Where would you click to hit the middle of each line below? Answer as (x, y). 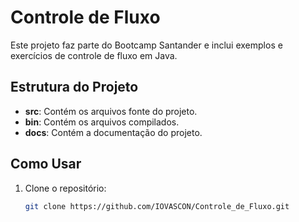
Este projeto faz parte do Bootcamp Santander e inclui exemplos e (146, 45)
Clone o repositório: (65, 188)
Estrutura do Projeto (74, 87)
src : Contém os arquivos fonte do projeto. (111, 111)
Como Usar (46, 164)
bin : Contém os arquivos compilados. (102, 122)
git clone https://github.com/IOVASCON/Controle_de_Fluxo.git (157, 206)
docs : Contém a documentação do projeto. (113, 132)
